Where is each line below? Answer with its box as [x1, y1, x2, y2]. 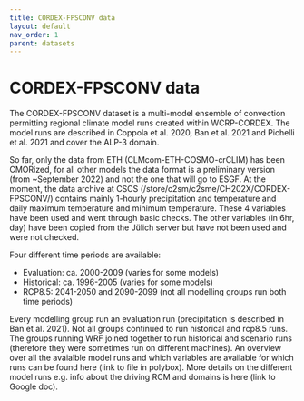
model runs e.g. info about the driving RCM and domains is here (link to [9, 372, 276, 383]
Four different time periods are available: [9, 249, 162, 260]
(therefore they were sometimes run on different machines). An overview [9, 343, 282, 354]
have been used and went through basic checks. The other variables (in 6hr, [9, 213, 295, 224]
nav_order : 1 [9, 30, 59, 39]
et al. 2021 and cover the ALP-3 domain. [9, 137, 160, 148]
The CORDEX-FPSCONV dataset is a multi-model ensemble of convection [9, 108, 286, 119]
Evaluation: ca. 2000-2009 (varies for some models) [22, 267, 220, 278]
